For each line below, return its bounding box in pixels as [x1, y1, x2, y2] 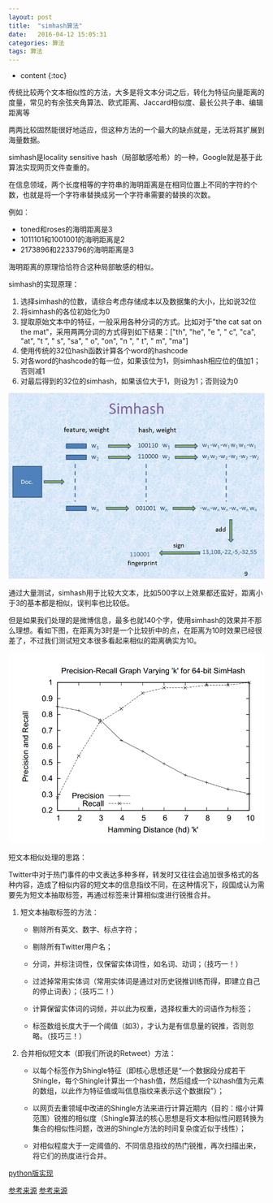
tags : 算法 [8, 47, 43, 56]
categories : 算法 [8, 39, 65, 47]
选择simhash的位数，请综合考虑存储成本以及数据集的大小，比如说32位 [19, 296, 257, 306]
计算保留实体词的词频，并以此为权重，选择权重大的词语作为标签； [32, 1004, 253, 1014]
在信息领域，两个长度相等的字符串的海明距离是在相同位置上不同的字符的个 [8, 180, 258, 190]
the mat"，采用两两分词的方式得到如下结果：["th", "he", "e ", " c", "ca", [19, 327, 256, 337]
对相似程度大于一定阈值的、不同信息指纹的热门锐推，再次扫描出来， [32, 1141, 261, 1151]
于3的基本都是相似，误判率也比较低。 [8, 598, 134, 608]
